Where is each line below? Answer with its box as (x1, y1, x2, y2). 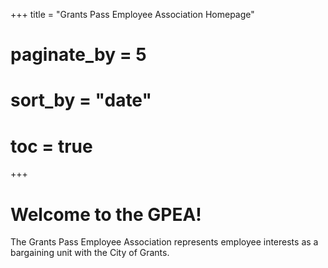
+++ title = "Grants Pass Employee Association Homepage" (10, 9, 255, 20)
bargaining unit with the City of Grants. (10, 247, 170, 259)
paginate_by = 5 (10, 44, 147, 66)
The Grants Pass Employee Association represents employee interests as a (10, 236, 319, 248)
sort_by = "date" (10, 89, 152, 112)
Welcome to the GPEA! (10, 203, 202, 226)
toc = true (10, 135, 93, 158)
